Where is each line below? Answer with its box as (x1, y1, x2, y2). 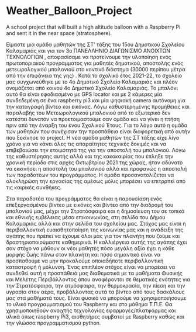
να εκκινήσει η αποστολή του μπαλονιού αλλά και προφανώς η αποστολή (6, 165, 187, 172)
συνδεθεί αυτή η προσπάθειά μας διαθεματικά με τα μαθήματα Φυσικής (6, 269, 183, 276)
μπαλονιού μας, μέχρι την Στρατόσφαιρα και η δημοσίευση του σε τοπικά (6, 207, 185, 215)
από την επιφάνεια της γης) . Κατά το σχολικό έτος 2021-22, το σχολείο (6, 72, 183, 79)
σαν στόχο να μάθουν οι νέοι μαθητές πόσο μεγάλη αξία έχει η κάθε (6, 244, 175, 252)
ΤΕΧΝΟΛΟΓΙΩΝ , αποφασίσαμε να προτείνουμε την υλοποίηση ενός (6, 53, 171, 60)
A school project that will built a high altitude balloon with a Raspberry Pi (6, 23, 181, 30)
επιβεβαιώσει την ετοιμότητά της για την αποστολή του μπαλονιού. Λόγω (6, 146, 186, 153)
